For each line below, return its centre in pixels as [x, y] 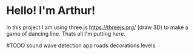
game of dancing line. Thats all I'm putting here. [66, 33]
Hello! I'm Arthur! [51, 11]
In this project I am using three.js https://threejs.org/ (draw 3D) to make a [97, 27]
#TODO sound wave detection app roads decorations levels [81, 45]
